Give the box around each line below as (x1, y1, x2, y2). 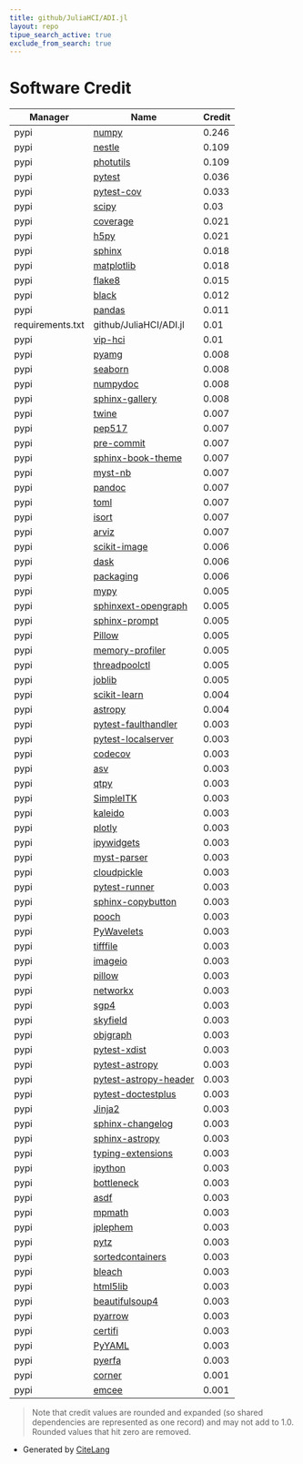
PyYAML (93, 1339, 130, 1352)
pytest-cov (93, 186, 143, 198)
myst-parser (93, 851, 148, 864)
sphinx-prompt (93, 615, 159, 627)
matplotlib (93, 259, 136, 272)
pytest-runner (93, 880, 155, 893)
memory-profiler (93, 644, 167, 656)
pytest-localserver (93, 733, 175, 746)
